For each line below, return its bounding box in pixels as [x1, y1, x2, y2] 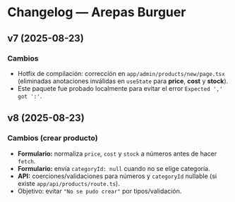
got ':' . [17, 91, 42, 100]
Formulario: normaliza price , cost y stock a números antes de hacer [17, 149, 217, 158]
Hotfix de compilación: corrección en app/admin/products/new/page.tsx [17, 69, 225, 77]
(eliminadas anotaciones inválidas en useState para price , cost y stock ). [17, 77, 229, 85]
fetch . [17, 156, 36, 165]
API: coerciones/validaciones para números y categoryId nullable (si [17, 172, 217, 180]
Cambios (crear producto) [7, 133, 98, 143]
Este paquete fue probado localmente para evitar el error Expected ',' [17, 84, 223, 92]
